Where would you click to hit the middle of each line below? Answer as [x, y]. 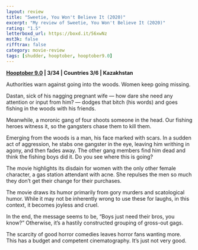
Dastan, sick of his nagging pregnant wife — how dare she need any [90, 96]
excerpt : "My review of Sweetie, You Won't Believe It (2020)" [86, 23]
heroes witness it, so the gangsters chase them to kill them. [79, 126]
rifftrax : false [26, 45]
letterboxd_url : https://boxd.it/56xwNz [57, 34]
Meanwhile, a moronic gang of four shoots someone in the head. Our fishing [99, 120]
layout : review [25, 12]
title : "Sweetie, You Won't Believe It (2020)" [66, 17]
